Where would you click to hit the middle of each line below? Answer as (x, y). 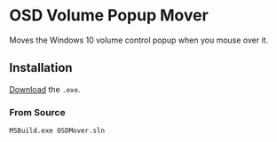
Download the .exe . (45, 89)
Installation (41, 68)
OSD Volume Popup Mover (109, 16)
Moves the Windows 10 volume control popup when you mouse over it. (139, 40)
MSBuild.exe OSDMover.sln (57, 131)
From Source (37, 112)
